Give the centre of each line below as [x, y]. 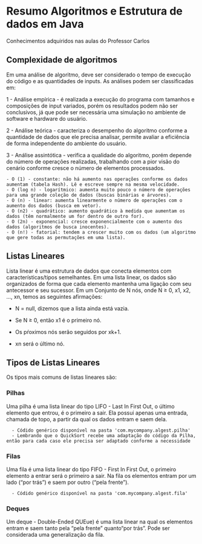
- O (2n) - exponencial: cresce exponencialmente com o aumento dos [94, 222]
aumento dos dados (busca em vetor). [54, 206]
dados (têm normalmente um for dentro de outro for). [76, 216]
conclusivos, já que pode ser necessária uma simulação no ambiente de [96, 112]
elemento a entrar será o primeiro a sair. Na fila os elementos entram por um [101, 475]
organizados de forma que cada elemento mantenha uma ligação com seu [99, 284]
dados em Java [45, 24]
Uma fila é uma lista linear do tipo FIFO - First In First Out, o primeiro [91, 469]
